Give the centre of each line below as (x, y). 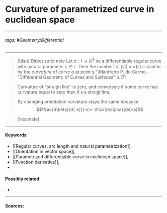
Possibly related (22, 179)
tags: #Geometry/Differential (34, 40)
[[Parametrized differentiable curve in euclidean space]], (70, 157)
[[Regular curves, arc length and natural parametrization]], (72, 146)
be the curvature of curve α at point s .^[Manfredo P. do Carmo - (83, 72)
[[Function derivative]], (36, 162)
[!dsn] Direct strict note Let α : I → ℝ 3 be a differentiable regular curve (89, 60)
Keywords (16, 135)
